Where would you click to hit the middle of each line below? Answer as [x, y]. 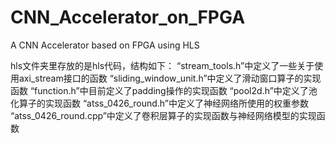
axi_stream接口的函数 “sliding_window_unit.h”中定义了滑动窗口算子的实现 [170, 78]
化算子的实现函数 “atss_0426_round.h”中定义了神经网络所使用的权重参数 [160, 103]
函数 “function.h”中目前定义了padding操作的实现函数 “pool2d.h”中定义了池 [164, 90]
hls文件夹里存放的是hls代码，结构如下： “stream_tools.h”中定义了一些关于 [162, 65]
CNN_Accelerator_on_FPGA [128, 17]
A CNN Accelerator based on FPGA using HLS [105, 45]
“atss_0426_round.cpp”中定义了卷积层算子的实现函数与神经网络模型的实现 [163, 115]
